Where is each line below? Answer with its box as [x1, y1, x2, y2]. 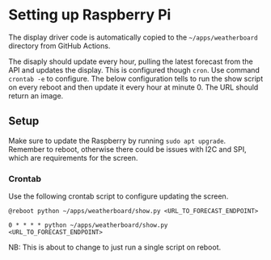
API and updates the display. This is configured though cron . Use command [8, 65, 260, 74]
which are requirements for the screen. [8, 153, 138, 162]
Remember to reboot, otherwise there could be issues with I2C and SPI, [8, 144, 247, 154]
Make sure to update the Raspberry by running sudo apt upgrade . [8, 136, 227, 145]
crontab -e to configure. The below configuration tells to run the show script [8, 73, 264, 83]
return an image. [8, 90, 64, 100]
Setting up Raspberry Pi [8, 6, 171, 24]
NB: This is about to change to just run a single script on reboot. [8, 242, 222, 252]
